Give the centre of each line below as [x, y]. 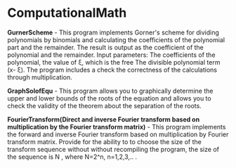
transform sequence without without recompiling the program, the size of [113, 149]
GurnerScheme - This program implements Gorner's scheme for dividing [113, 32]
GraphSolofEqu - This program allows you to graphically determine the [110, 91]
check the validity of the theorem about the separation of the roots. [104, 105]
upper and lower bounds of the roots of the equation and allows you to [110, 98]
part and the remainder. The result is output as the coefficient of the [105, 47]
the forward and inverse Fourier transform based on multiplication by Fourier [118, 134]
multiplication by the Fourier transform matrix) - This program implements [117, 127]
